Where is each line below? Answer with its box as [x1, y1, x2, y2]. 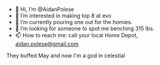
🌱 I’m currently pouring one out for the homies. [15, 19, 133, 25]
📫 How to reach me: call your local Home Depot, [15, 32, 138, 39]
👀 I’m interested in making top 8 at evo [15, 12, 112, 19]
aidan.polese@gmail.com [15, 40, 79, 48]
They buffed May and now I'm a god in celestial [6, 52, 125, 59]
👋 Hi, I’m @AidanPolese [15, 6, 74, 13]
